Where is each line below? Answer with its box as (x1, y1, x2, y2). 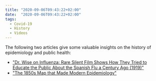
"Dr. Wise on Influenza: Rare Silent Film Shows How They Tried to (12, 59, 147, 65)
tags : (5, 16, 16, 21)
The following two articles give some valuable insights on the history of (5, 44, 152, 50)
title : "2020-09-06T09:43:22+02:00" (5, 7, 81, 12)
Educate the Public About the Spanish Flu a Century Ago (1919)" (12, 64, 144, 70)
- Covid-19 (9, 21, 32, 26)
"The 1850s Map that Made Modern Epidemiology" (12, 70, 117, 75)
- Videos (9, 30, 28, 35)
